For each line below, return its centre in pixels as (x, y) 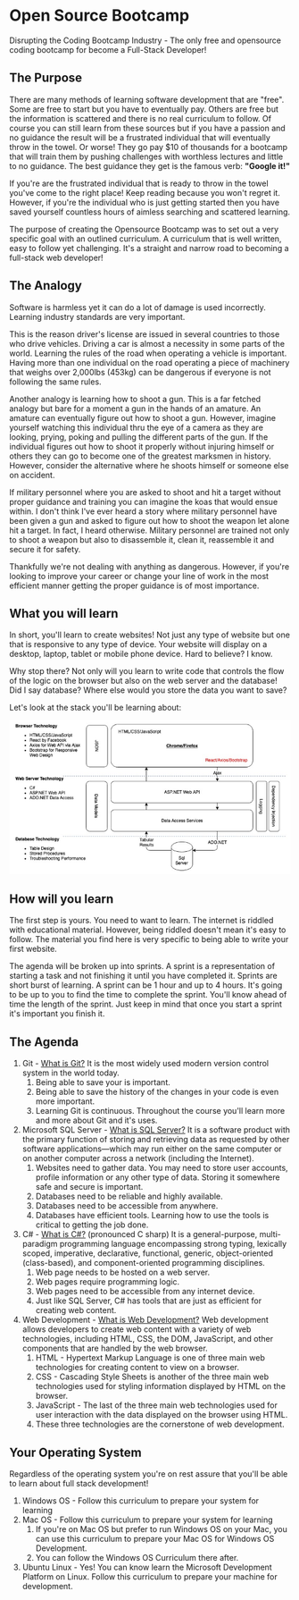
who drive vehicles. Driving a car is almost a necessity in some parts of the (147, 343)
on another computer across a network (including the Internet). (138, 1158)
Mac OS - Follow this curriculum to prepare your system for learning (148, 1520)
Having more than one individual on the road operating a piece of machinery (149, 362)
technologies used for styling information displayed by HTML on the (160, 1386)
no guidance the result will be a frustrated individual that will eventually (140, 137)
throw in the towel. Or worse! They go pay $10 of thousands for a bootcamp (149, 147)
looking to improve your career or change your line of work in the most (139, 576)
